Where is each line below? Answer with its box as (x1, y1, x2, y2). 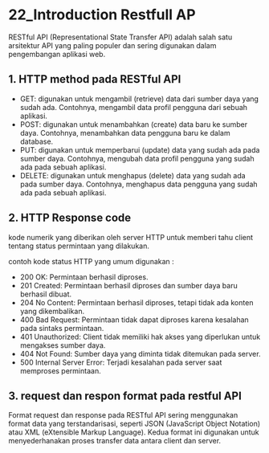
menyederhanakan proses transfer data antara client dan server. (8, 436, 222, 446)
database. (19, 137, 54, 146)
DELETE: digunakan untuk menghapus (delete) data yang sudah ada (19, 170, 247, 180)
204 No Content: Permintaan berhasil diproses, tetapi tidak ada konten (19, 297, 254, 307)
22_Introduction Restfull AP (8, 6, 196, 24)
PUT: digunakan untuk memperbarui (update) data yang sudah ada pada (19, 145, 260, 154)
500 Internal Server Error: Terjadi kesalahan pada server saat (19, 357, 222, 367)
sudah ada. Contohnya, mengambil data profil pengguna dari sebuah (19, 102, 247, 112)
